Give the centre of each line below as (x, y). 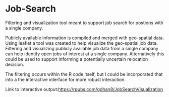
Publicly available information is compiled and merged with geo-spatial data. (84, 38)
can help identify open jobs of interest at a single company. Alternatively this (85, 54)
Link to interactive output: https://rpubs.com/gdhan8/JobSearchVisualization (84, 89)
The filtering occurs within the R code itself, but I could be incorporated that (84, 74)
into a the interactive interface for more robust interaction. (66, 79)
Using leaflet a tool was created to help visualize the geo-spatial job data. (81, 43)
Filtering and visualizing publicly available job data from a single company (82, 48)
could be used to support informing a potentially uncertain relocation (77, 59)
